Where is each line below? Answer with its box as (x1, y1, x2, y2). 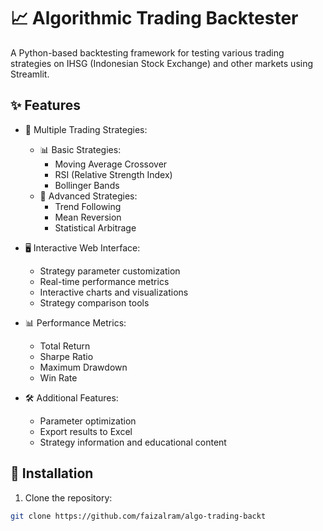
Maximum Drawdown (39, 361, 128, 373)
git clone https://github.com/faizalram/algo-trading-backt (10, 511, 267, 521)
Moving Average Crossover (54, 158, 168, 170)
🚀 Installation (10, 465, 94, 482)
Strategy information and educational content (39, 436, 227, 448)
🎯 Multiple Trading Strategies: (24, 123, 148, 135)
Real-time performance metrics (39, 275, 170, 287)
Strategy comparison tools (39, 296, 150, 309)
